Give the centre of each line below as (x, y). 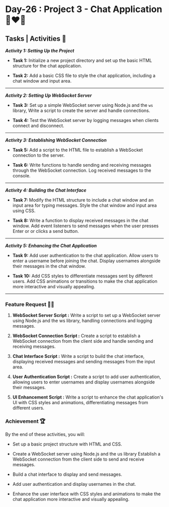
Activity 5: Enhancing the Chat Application (51, 246)
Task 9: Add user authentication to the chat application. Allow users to (86, 255)
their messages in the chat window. (49, 266)
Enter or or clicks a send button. (46, 231)
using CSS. (24, 211)
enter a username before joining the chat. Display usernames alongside (87, 261)
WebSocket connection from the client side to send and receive (78, 459)
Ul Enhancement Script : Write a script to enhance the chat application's (88, 397)
